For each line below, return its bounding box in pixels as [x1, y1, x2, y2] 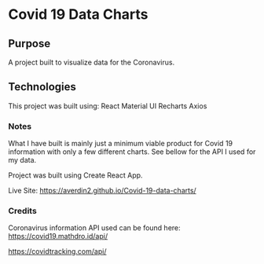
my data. [8, 156, 37, 165]
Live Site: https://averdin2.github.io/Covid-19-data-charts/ [8, 186, 196, 196]
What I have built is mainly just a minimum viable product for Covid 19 [8, 139, 233, 148]
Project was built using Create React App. [8, 170, 143, 180]
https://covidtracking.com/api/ [8, 247, 107, 256]
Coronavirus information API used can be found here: [8, 223, 181, 233]
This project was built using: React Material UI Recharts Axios [8, 101, 207, 111]
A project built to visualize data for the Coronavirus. [8, 57, 175, 67]
